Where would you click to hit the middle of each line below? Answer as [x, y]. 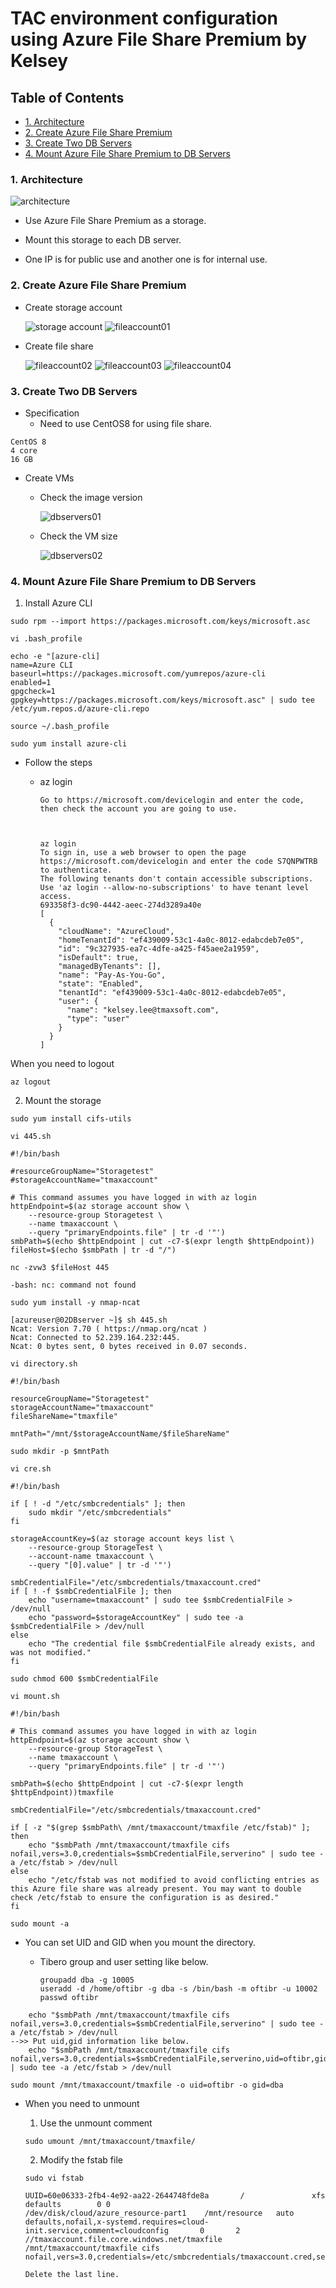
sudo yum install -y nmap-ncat [75, 1303]
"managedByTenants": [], [110, 967]
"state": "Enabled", [101, 984]
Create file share [59, 346]
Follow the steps [58, 763]
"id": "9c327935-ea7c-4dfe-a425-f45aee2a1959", [159, 949]
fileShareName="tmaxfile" [64, 1417]
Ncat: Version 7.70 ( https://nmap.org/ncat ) [109, 1329]
